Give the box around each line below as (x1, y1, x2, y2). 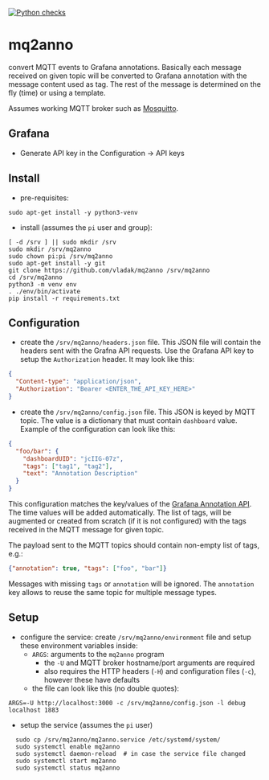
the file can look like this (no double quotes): (31, 684, 179, 693)
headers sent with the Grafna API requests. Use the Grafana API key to (19, 346, 255, 355)
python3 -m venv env (8, 280, 78, 289)
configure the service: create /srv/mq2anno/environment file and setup (19, 632, 251, 642)
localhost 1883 (8, 706, 59, 714)
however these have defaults (43, 675, 141, 684)
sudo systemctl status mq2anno (15, 764, 120, 772)
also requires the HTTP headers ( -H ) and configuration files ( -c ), (43, 666, 257, 675)
